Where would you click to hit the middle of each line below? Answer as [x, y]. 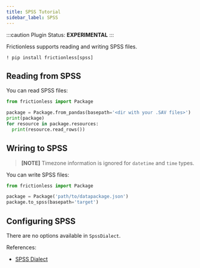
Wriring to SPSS [37, 149]
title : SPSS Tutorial [34, 12]
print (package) [25, 119]
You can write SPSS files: [38, 175]
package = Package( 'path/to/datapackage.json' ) [68, 197]
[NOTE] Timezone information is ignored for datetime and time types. [108, 163]
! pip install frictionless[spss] [50, 57]
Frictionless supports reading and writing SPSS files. [72, 47]
